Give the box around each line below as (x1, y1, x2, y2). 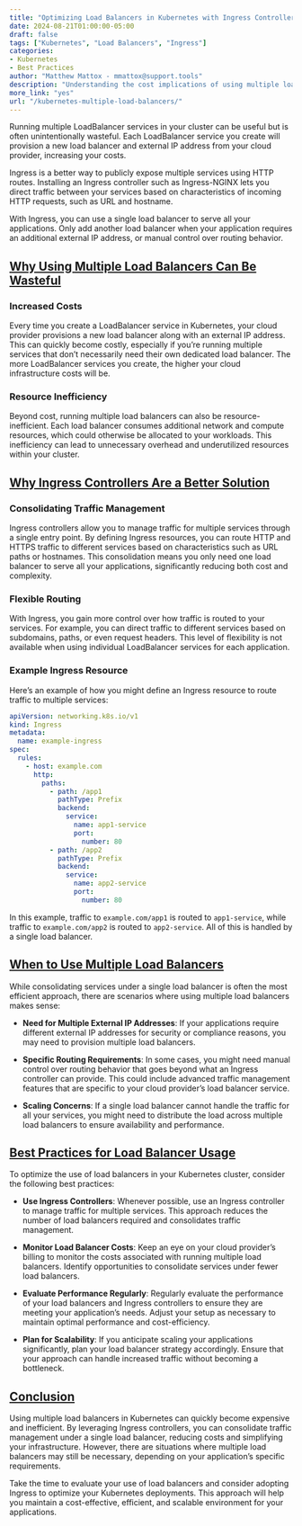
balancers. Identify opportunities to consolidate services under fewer (22, 1261, 279, 1272)
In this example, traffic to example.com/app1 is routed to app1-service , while (9, 912, 287, 923)
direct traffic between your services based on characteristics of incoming (9, 186, 281, 198)
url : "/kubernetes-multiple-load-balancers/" (9, 96, 182, 106)
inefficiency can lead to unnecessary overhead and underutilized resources (9, 440, 289, 451)
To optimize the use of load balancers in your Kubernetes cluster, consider (9, 1169, 286, 1180)
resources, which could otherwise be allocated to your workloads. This (9, 430, 272, 441)
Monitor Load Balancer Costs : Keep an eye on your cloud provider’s (22, 1242, 276, 1253)
